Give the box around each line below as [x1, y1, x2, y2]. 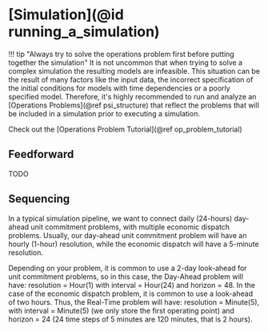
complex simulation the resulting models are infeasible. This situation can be [8, 66, 261, 75]
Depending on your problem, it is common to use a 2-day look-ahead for [8, 263, 247, 273]
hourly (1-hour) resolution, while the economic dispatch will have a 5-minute [8, 239, 259, 249]
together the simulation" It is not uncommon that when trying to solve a [8, 58, 242, 67]
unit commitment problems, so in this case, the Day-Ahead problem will [8, 271, 244, 281]
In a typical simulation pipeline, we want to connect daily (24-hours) [8, 213, 233, 223]
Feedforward [8, 148, 74, 161]
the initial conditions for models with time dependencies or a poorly [8, 83, 230, 93]
